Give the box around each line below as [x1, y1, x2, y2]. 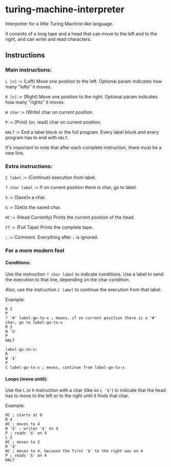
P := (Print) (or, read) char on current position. [5, 119, 101, 125]
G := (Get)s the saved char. [5, 204, 61, 210]
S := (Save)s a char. [5, 194, 46, 200]
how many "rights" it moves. [5, 99, 65, 105]
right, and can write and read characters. [5, 36, 92, 42]
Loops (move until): [5, 375, 48, 382]
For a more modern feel [5, 247, 65, 254]
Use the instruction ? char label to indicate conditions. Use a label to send [5, 271, 164, 277]
